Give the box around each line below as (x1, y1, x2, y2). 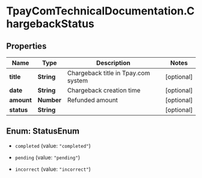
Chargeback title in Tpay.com (67, 69, 150, 77)
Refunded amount (67, 96, 118, 104)
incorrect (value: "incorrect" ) (14, 165, 91, 173)
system (67, 76, 88, 85)
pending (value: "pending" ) (14, 153, 80, 161)
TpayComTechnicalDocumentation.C (6, 4, 195, 18)
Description (96, 59, 130, 67)
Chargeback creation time (67, 86, 141, 94)
